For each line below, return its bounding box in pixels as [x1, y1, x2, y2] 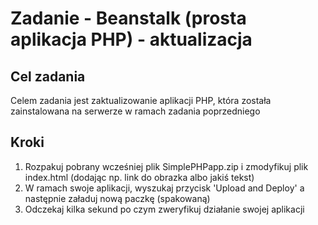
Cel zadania [10, 68, 86, 85]
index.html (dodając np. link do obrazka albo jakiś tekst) [24, 171, 255, 183]
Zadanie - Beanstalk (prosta [10, 7, 247, 30]
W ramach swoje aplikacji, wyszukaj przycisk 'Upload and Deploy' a [24, 182, 305, 194]
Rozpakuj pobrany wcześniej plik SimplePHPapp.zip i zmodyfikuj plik [24, 160, 309, 172]
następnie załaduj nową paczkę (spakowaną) [24, 192, 211, 204]
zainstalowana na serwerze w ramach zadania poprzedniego [10, 105, 261, 117]
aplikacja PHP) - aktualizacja [10, 28, 253, 51]
